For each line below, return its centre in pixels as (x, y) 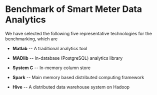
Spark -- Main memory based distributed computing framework (78, 77)
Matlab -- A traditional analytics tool (50, 48)
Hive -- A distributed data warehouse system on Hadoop (71, 87)
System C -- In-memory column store (51, 68)
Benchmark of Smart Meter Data (74, 9)
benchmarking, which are (31, 39)
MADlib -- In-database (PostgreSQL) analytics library (67, 58)
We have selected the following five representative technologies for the (79, 33)
